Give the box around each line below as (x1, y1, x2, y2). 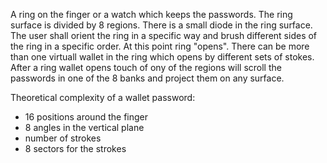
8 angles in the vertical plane (24, 122, 145, 133)
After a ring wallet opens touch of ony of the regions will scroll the (10, 62, 282, 73)
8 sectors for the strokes (24, 143, 127, 154)
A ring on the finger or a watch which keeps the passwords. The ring (10, 9, 293, 20)
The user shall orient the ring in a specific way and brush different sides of (10, 30, 318, 41)
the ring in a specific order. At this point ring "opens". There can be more (10, 40, 310, 52)
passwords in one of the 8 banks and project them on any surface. (10, 72, 285, 84)
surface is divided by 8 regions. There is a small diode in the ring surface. (10, 19, 313, 31)
